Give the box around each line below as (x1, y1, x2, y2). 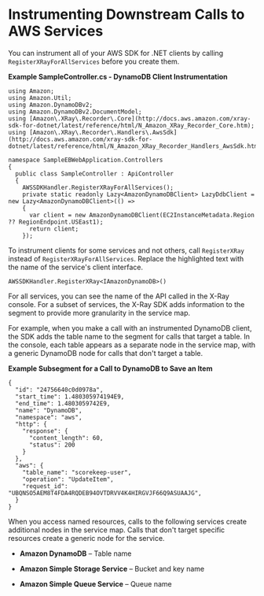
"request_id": (22, 482, 68, 490)
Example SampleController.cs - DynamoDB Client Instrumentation (8, 72, 228, 81)
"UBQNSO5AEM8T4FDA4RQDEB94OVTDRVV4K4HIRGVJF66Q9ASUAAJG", (8, 489, 202, 497)
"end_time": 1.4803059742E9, (15, 399, 111, 407)
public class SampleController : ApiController (15, 169, 174, 178)
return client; (28, 224, 79, 233)
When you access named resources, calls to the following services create (8, 516, 247, 526)
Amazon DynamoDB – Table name (19, 549, 132, 558)
